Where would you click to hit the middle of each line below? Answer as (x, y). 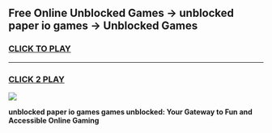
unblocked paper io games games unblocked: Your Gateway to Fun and (130, 111)
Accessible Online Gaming (54, 120)
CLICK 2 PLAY (36, 79)
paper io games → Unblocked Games (103, 26)
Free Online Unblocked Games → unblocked (121, 13)
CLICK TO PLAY (40, 49)
